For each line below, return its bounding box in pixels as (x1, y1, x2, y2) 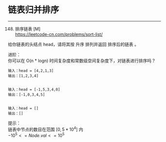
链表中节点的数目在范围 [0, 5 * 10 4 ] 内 (8, 126, 83, 132)
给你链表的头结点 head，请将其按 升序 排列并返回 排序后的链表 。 (8, 41, 139, 47)
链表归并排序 (8, 4, 60, 16)
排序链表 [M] (15, 26, 41, 32)
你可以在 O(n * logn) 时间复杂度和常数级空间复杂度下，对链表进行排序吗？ (8, 58, 156, 63)
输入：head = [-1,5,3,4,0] (8, 87, 60, 92)
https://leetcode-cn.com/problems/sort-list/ (15, 31, 103, 37)
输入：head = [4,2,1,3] (8, 68, 54, 73)
